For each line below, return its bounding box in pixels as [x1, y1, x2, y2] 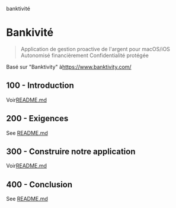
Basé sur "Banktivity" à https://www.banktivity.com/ [6, 63, 132, 70]
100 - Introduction [6, 80, 74, 91]
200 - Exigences [6, 114, 69, 124]
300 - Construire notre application [6, 146, 136, 156]
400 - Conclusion [6, 179, 73, 190]
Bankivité [6, 26, 54, 39]
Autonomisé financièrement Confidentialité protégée [20, 52, 149, 59]
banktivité [6, 5, 31, 12]
